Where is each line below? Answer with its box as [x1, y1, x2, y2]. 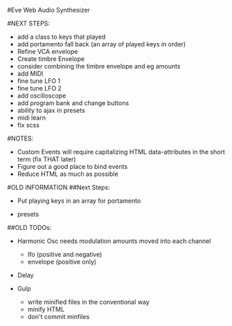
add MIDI [17, 69, 44, 78]
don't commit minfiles [27, 313, 90, 320]
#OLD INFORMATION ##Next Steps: [7, 183, 111, 191]
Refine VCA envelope [17, 48, 78, 55]
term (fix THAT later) [17, 155, 76, 163]
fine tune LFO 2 [17, 84, 62, 92]
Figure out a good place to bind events [17, 163, 128, 170]
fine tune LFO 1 [17, 77, 61, 85]
